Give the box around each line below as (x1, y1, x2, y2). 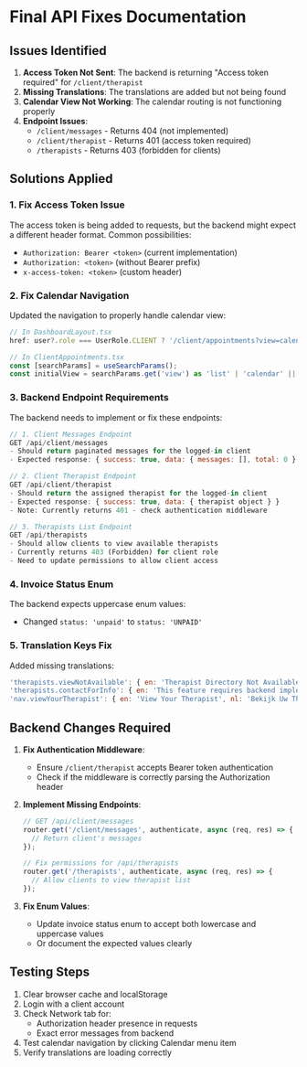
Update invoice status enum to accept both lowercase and (36, 918, 257, 929)
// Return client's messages (31, 834, 143, 843)
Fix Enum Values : (22, 901, 90, 912)
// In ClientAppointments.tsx (9, 352, 125, 362)
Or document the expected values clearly (36, 937, 193, 948)
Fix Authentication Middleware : (22, 743, 145, 755)
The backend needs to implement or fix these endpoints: (9, 411, 223, 422)
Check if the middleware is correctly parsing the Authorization (36, 771, 271, 783)
